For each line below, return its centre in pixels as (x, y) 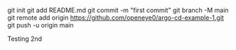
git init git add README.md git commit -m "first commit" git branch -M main (118, 10)
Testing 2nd (25, 39)
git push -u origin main (41, 25)
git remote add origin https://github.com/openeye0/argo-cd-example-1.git (116, 18)
